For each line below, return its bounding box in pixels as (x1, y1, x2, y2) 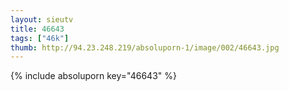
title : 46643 (10, 24, 65, 34)
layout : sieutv (10, 14, 74, 25)
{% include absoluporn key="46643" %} (10, 70, 177, 82)
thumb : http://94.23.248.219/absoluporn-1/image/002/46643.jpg (10, 42, 280, 53)
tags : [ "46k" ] (10, 33, 70, 43)
